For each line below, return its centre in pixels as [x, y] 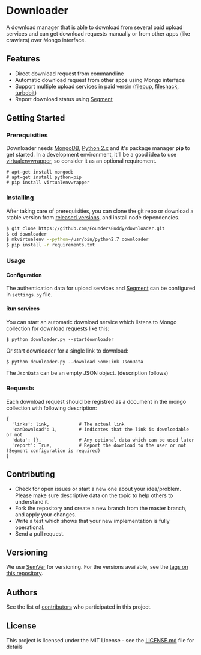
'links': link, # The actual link [68, 424]
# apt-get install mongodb [40, 172]
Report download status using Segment [64, 99]
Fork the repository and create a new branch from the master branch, [101, 508]
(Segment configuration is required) [53, 450]
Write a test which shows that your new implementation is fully [92, 521]
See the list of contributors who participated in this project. [79, 607]
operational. [30, 527]
